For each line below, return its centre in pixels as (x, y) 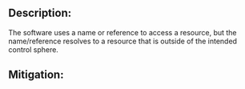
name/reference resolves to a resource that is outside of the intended (123, 41)
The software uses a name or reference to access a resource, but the (123, 32)
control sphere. (33, 49)
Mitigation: (36, 75)
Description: (40, 13)
